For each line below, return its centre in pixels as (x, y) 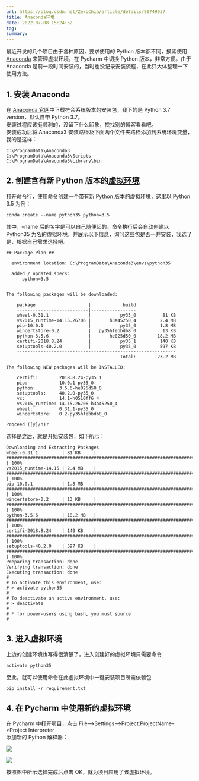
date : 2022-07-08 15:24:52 (39, 23)
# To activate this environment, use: (54, 582)
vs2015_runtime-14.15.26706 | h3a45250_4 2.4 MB (97, 320)
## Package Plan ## (30, 253)
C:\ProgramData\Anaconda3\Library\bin (54, 161)
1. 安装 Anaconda (38, 94)
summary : (17, 34)
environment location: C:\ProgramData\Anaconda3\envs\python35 (91, 263)
